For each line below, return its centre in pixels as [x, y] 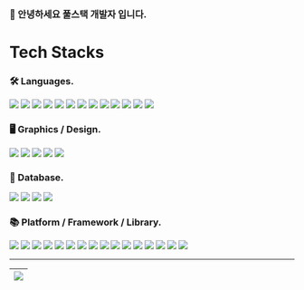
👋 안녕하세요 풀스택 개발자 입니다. [78, 14]
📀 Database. [37, 177]
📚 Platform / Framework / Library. [85, 222]
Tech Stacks [57, 53]
